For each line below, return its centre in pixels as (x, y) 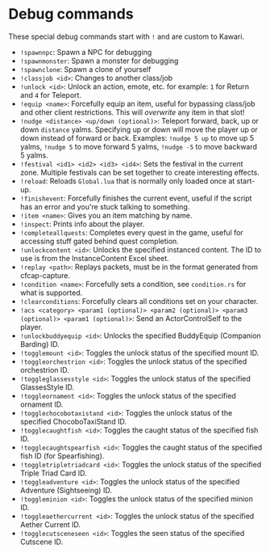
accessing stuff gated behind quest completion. (99, 241)
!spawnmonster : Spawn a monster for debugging (99, 61)
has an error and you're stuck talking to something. (105, 206)
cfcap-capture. (45, 275)
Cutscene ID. (41, 542)
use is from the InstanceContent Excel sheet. (94, 258)
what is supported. (51, 293)
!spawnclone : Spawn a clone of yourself (85, 69)
